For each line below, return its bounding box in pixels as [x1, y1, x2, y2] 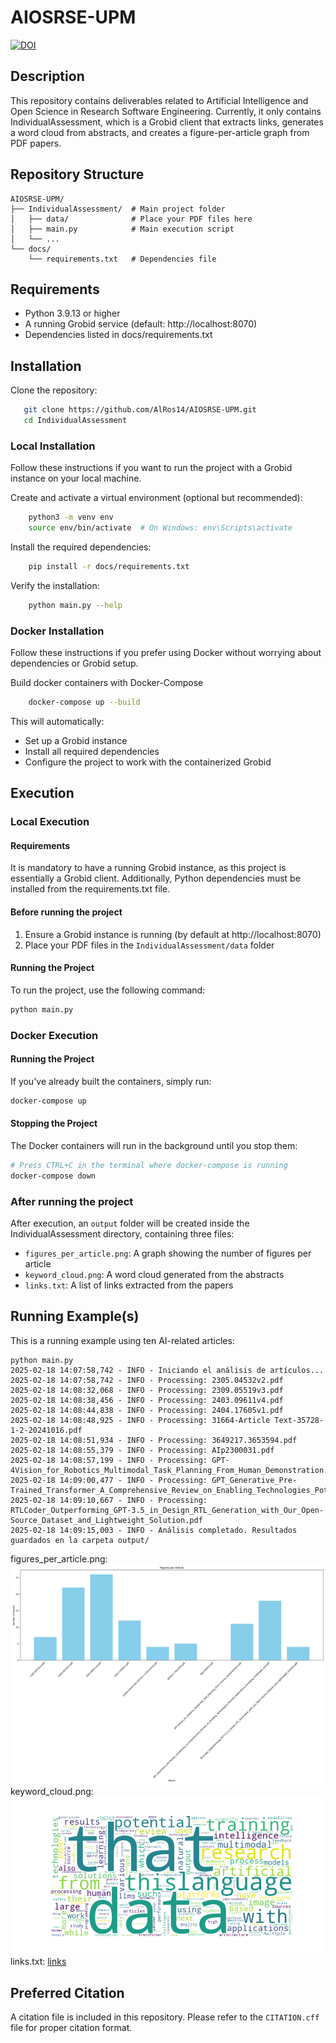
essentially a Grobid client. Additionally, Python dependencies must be [10, 872, 301, 885]
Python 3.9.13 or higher [24, 307, 121, 320]
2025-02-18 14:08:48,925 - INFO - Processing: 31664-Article [10, 1415, 271, 1425]
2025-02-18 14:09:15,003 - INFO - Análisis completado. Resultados [10, 1525, 298, 1535]
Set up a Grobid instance [24, 734, 128, 746]
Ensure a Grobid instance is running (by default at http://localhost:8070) [24, 928, 322, 940]
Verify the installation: [10, 579, 100, 591]
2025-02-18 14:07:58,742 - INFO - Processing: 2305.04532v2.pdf [10, 1375, 284, 1385]
